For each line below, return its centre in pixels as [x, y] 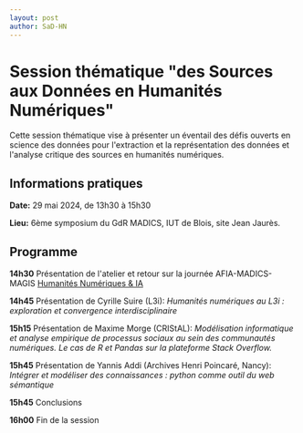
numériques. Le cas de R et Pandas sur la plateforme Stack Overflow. [141, 348]
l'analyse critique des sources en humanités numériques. [117, 155]
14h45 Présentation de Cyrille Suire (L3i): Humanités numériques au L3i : [147, 301]
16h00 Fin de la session [54, 420]
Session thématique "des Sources [141, 72]
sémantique [32, 385]
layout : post [34, 18]
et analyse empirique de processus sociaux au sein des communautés [142, 338]
